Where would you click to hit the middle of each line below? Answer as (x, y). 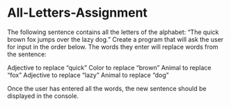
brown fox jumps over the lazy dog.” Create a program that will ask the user (115, 39)
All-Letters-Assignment (78, 13)
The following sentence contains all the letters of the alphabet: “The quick (113, 32)
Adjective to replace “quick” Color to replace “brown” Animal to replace (109, 67)
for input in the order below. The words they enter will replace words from (113, 47)
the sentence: (27, 54)
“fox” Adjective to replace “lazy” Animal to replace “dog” (88, 75)
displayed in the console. (43, 96)
